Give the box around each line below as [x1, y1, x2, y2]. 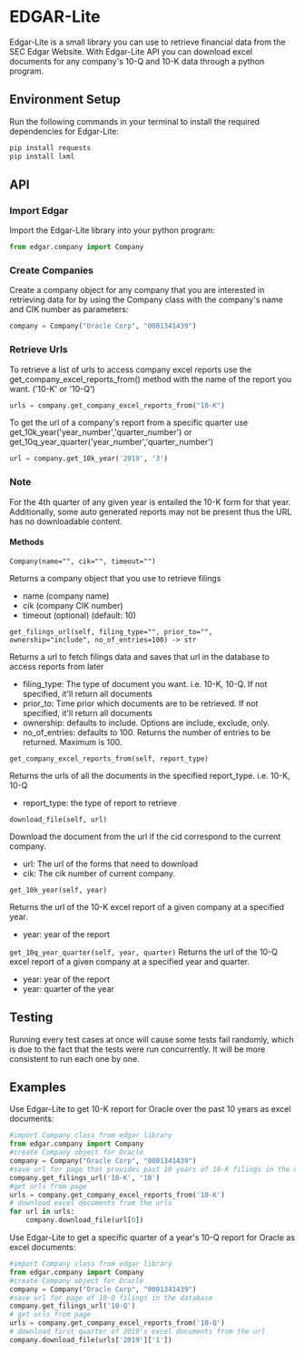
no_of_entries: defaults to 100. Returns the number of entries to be [22, 726, 271, 738]
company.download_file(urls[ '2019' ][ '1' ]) [9, 1335, 172, 1344]
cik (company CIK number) [22, 600, 124, 611]
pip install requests [9, 143, 92, 152]
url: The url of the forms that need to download [22, 858, 199, 869]
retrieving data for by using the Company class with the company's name [9, 294, 283, 306]
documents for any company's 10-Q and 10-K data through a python [9, 56, 265, 66]
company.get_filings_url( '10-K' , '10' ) [9, 1173, 161, 1182]
